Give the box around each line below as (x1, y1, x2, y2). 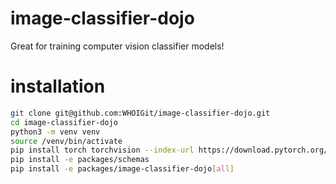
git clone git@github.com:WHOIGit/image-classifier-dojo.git (10, 108, 271, 118)
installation (10, 75, 106, 98)
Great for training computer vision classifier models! (10, 40, 225, 52)
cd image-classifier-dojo (10, 117, 118, 127)
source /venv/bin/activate (10, 136, 123, 146)
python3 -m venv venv (10, 127, 101, 137)
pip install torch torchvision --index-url (10, 145, 195, 156)
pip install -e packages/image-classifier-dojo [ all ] (10, 164, 235, 174)
